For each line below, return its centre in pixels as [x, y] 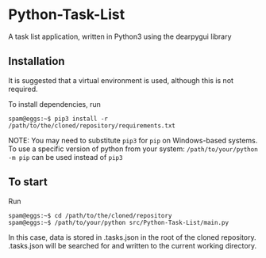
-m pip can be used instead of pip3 [66, 157]
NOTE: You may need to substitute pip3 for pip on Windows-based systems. [133, 140]
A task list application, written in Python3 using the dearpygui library [120, 36]
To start [28, 182]
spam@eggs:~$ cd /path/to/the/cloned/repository [90, 215]
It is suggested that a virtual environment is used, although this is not [121, 80]
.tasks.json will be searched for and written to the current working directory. [133, 245]
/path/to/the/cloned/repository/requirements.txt [92, 125]
